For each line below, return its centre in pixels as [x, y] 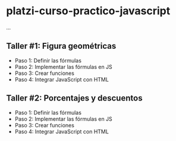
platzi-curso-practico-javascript [88, 11]
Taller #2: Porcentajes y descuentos [74, 98]
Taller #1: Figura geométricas [61, 46]
